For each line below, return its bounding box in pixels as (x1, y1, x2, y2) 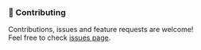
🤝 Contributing (8, 7, 66, 18)
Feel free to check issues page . (8, 33, 111, 42)
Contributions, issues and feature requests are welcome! (8, 25, 194, 34)
